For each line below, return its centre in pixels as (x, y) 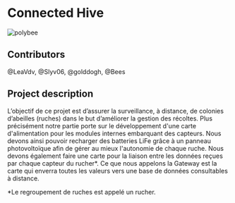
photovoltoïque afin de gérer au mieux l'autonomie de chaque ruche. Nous (116, 148)
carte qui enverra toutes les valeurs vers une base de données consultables (117, 171)
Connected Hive (56, 13)
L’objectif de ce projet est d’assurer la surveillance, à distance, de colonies (116, 111)
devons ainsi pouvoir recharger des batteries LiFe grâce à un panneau (109, 141)
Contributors (36, 55)
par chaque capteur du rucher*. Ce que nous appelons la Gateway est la (112, 163)
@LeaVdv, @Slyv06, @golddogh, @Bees (66, 71)
